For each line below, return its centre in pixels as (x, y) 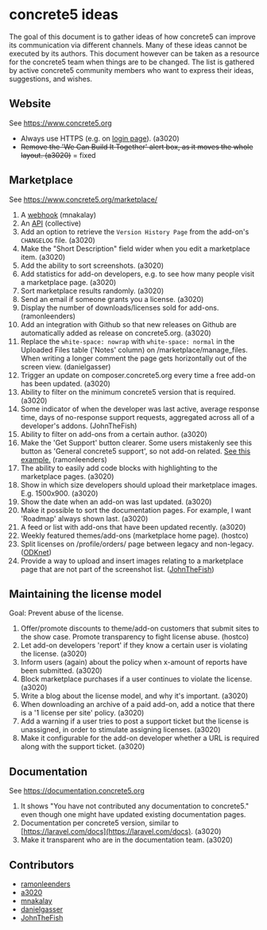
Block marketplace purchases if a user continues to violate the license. (136, 679)
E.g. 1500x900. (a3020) (59, 493)
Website (30, 104)
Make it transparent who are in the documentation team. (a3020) (127, 840)
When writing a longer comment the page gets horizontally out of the (133, 358)
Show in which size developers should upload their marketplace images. (139, 484)
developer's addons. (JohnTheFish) (79, 426)
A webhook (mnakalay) (58, 214)
